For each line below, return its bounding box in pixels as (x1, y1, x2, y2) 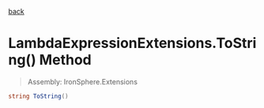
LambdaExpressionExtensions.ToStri (8, 35, 257, 52)
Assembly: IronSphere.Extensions (27, 76, 138, 86)
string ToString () (8, 92, 69, 100)
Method (39, 51, 92, 69)
